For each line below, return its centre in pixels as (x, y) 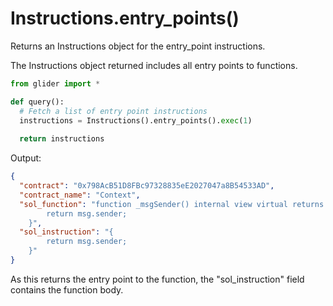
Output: (26, 158)
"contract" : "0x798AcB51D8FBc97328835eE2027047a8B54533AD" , (147, 186)
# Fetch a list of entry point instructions (113, 111)
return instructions (62, 139)
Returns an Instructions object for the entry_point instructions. (138, 46)
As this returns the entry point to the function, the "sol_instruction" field (157, 279)
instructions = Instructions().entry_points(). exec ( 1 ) (136, 120)
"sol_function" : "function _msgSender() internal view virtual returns (172, 204)
